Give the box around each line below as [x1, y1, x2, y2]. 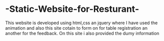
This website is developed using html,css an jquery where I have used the [5, 20, 158, 26]
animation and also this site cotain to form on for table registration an [5, 25, 148, 31]
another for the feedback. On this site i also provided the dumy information [5, 30, 159, 36]
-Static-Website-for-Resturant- [5, 3, 139, 15]
